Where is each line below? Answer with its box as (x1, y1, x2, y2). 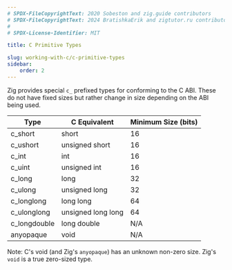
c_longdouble (10, 218, 55, 228)
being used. (7, 101, 41, 109)
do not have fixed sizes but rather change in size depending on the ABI (7, 93, 209, 102)
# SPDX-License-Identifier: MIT (7, 29, 100, 37)
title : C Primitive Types (7, 42, 81, 49)
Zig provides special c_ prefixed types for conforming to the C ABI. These (7, 86, 216, 94)
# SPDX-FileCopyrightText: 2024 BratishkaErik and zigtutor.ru (7, 17, 193, 23)
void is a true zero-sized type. (7, 255, 93, 263)
